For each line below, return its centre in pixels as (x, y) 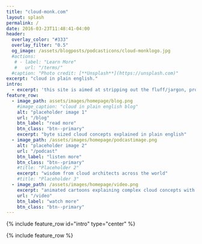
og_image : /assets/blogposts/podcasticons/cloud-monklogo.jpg (91, 51)
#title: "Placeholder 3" (48, 179)
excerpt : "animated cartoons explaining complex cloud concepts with (106, 190)
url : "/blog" (33, 118)
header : (16, 34)
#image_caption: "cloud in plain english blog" (78, 106)
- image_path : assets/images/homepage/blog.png (72, 101)
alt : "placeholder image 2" (52, 145)
